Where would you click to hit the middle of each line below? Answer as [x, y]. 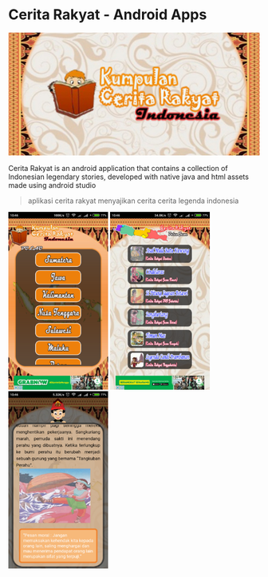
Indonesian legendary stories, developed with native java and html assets [129, 177]
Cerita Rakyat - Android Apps [108, 15]
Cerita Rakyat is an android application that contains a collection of [118, 169]
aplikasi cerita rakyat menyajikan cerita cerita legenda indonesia [133, 201]
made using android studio [52, 185]
